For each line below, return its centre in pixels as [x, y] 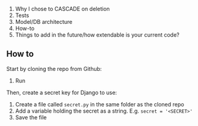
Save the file [31, 117]
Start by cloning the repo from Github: [54, 69]
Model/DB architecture [44, 22]
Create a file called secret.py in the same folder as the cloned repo [100, 104]
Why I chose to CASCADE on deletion [62, 9]
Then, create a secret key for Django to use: [62, 92]
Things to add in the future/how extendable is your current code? [97, 35]
